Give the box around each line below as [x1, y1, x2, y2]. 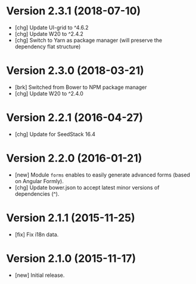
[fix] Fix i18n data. [14, 231, 59, 238]
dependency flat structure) [14, 43, 81, 50]
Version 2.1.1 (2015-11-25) [6, 211, 135, 224]
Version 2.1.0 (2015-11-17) [6, 252, 136, 265]
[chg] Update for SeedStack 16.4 [14, 130, 95, 138]
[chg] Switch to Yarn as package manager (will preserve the [14, 36, 163, 44]
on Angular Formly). [14, 177, 64, 184]
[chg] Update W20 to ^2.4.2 [14, 30, 83, 37]
